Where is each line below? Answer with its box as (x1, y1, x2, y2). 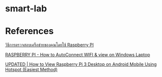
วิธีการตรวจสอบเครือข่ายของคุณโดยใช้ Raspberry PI (5, 42, 94, 48)
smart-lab (5, 3, 47, 14)
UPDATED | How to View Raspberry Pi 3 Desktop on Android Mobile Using (5, 61, 157, 67)
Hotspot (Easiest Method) (5, 67, 58, 73)
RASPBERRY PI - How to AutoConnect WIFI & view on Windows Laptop (5, 52, 150, 58)
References (5, 26, 54, 37)
